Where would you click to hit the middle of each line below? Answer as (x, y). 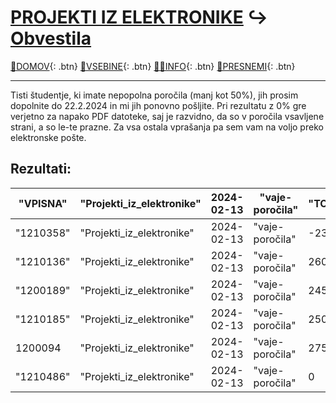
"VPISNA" (43, 203)
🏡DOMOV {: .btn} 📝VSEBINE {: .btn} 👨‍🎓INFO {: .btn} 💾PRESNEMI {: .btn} (153, 66)
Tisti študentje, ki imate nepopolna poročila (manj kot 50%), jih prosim (154, 95)
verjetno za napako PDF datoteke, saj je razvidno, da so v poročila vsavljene (167, 116)
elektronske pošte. (48, 137)
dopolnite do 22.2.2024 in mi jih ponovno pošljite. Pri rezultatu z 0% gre (158, 105)
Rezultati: (41, 169)
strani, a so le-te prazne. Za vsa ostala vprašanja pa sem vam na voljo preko (167, 127)
